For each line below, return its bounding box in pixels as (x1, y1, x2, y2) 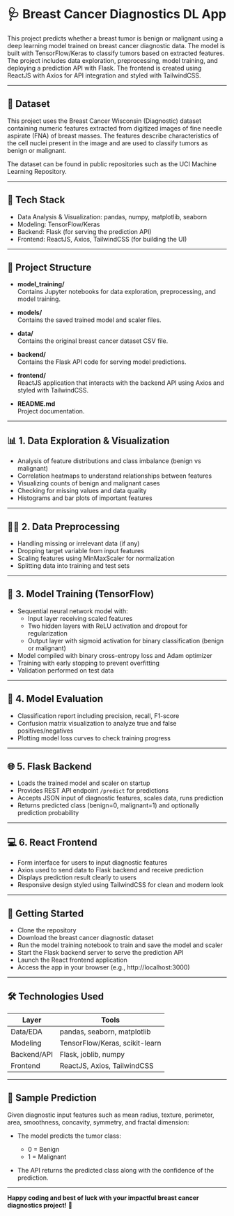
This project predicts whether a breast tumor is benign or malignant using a (7, 34, 224, 43)
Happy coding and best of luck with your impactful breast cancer (7, 1193, 200, 1202)
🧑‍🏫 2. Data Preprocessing (7, 520, 120, 532)
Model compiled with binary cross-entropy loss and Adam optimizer (17, 651, 212, 659)
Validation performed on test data (17, 666, 114, 675)
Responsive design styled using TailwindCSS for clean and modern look (17, 881, 224, 889)
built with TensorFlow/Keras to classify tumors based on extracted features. (7, 49, 225, 57)
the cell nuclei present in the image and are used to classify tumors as (7, 138, 208, 147)
